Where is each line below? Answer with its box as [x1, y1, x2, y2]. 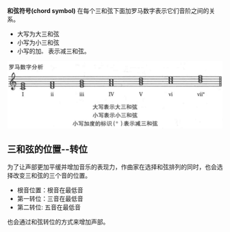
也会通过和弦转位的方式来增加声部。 [7, 218, 110, 226]
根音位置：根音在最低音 [16, 186, 84, 194]
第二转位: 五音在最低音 [16, 203, 81, 211]
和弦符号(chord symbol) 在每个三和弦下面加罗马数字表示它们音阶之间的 [7, 7, 209, 14]
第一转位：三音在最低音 [16, 195, 84, 203]
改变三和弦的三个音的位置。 [12, 172, 91, 180]
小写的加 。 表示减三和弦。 [16, 47, 90, 55]
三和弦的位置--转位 [7, 143, 88, 155]
